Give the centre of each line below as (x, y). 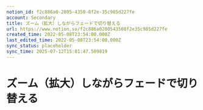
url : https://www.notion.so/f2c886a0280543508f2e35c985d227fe (87, 29)
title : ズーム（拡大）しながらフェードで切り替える (63, 23)
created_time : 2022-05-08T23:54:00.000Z (59, 35)
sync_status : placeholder (39, 46)
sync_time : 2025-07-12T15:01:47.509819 (57, 52)
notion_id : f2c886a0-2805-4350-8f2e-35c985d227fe (71, 12)
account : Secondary (31, 18)
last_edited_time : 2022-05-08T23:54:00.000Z (64, 40)
